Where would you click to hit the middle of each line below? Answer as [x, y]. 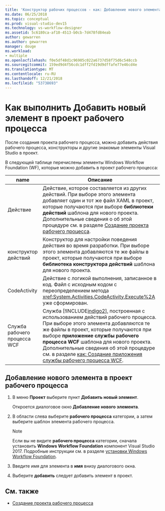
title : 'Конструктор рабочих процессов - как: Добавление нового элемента [83, 10]
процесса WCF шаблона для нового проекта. [97, 342]
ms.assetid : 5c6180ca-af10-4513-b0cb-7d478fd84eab [58, 33]
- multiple [16, 56]
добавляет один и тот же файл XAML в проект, [98, 200]
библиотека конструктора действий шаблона [99, 264]
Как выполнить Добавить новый [76, 107]
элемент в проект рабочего [65, 118]
